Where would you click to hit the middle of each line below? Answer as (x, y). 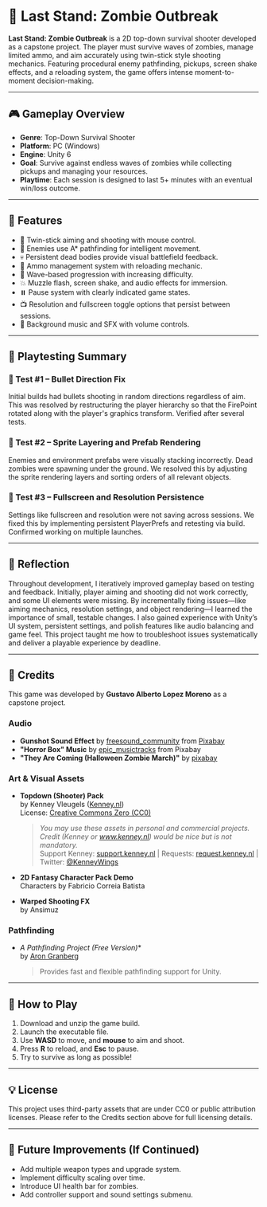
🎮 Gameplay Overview (67, 114)
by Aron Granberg (49, 956)
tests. (17, 422)
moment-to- (214, 72)
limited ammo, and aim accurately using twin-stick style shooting (114, 55)
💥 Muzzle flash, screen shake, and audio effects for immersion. (124, 283)
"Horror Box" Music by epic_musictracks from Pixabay (110, 749)
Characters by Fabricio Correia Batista (82, 886)
